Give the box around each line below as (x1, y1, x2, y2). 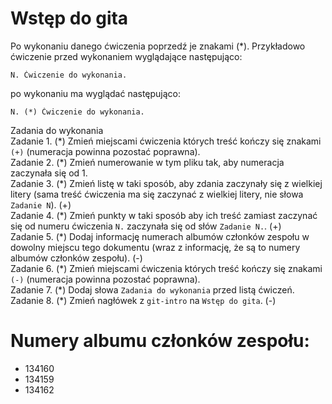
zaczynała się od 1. (10, 167, 88, 179)
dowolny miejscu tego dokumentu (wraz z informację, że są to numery (10, 241, 301, 253)
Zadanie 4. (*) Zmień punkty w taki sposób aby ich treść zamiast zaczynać (10, 209, 318, 221)
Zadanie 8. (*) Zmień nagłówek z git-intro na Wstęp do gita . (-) (10, 294, 277, 306)
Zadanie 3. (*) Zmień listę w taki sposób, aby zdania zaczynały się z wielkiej (10, 177, 323, 189)
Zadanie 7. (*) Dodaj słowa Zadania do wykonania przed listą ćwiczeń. (10, 283, 295, 296)
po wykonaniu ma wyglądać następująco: (10, 87, 182, 99)
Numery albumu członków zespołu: (10, 330, 310, 352)
